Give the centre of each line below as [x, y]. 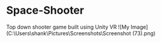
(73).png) [144, 33]
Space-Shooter [45, 10]
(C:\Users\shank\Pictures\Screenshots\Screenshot [69, 33]
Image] [139, 27]
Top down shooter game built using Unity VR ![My [68, 27]
